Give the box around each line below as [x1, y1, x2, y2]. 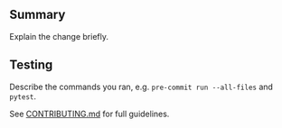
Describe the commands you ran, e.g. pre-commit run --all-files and [9, 81, 274, 92]
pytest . [9, 90, 36, 102]
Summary [9, 7, 66, 23]
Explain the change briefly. [9, 31, 108, 41]
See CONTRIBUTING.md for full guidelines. [9, 108, 170, 119]
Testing [9, 58, 53, 73]
